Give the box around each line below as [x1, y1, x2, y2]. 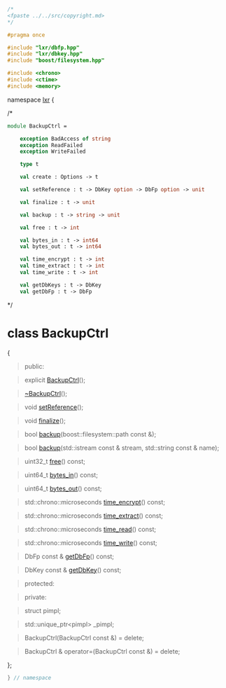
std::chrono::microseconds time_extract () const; [24, 511, 163, 520]
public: [24, 362, 45, 371]
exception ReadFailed [20, 142, 83, 149]
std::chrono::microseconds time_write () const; [24, 538, 157, 546]
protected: [24, 579, 55, 588]
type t [20, 161, 39, 168]
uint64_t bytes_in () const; [24, 470, 98, 479]
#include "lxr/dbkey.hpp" [7, 50, 83, 57]
